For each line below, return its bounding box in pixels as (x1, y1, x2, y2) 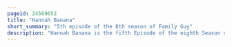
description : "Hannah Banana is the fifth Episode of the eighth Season (7, 29, 221, 37)
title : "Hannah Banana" (7, 17, 76, 23)
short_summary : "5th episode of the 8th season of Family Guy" (7, 23, 193, 30)
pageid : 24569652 (7, 10, 57, 17)
